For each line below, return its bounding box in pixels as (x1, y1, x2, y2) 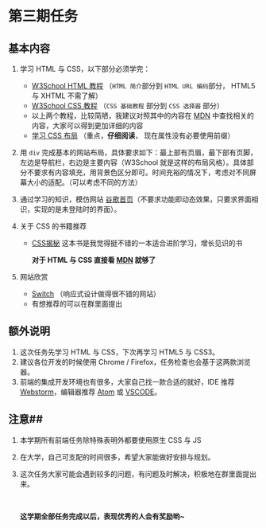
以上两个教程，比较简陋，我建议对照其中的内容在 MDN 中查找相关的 (31, 111, 254, 120)
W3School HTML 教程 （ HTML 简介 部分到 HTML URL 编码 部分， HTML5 (31, 81, 256, 90)
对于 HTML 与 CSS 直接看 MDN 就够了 (31, 256, 156, 264)
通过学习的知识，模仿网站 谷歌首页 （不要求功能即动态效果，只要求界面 (19, 194, 252, 204)
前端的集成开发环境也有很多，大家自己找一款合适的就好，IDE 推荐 (19, 377, 236, 386)
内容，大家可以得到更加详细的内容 (31, 121, 144, 130)
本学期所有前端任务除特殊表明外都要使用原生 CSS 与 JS (19, 435, 202, 444)
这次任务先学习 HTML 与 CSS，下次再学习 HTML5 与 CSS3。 (19, 347, 220, 357)
